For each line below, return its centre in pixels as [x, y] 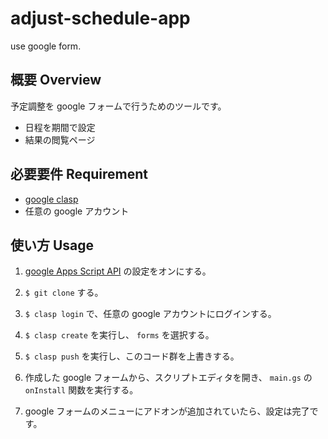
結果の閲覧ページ [60, 139]
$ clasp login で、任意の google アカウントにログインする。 [150, 314]
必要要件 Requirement [79, 174]
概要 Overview [56, 80]
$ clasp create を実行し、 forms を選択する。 [119, 335]
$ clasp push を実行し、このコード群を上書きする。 [132, 356]
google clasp [51, 199]
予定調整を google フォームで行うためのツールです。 [118, 106]
